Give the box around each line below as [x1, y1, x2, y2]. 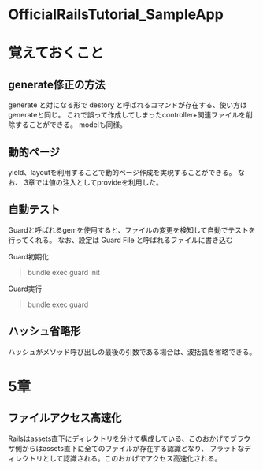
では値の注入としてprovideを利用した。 [35, 177, 163, 187]
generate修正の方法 [8, 77, 106, 91]
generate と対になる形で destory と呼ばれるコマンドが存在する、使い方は [8, 100, 248, 110]
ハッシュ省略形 [8, 325, 81, 338]
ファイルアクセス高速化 [8, 412, 122, 425]
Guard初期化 [8, 252, 50, 261]
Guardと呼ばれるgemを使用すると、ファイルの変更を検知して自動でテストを [8, 225, 256, 234]
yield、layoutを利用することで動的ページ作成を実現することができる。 [8, 168, 236, 177]
